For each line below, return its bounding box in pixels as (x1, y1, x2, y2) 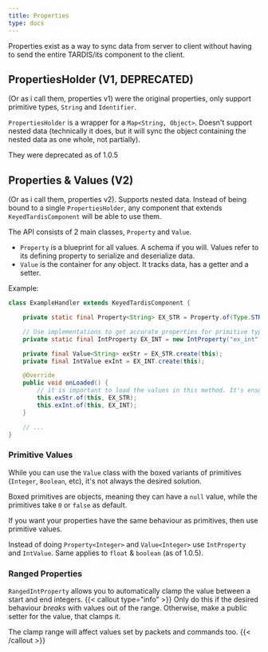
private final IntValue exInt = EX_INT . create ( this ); (22, 357, 205, 365)
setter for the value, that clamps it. (8, 611, 121, 621)
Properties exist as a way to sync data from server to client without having (8, 41, 253, 50)
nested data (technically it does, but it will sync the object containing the (8, 126, 246, 136)
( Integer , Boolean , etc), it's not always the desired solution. (8, 476, 202, 486)
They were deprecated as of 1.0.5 (8, 150, 118, 160)
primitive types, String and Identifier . (8, 102, 137, 112)
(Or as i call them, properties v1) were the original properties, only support (8, 93, 251, 104)
